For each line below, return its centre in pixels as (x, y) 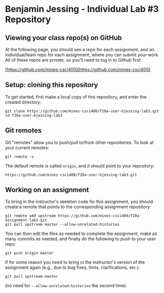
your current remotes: (27, 147)
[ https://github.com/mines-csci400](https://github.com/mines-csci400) (78, 69)
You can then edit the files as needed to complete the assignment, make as (81, 234)
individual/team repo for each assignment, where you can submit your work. (82, 55)
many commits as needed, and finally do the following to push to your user (81, 239)
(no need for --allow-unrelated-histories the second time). (66, 286)
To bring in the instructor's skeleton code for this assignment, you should (79, 202)
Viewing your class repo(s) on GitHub (64, 38)
